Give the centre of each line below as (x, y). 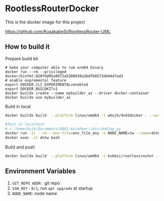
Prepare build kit (21, 59)
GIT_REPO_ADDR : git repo (36, 183)
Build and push (20, 147)
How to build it (27, 47)
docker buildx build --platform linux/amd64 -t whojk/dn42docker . (76, 115)
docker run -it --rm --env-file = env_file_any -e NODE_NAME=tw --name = (78, 133)
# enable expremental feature (36, 80)
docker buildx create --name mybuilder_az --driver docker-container (77, 93)
